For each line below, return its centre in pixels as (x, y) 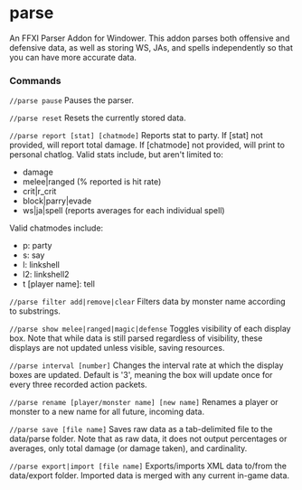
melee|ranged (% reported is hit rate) (92, 182)
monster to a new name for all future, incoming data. (107, 412)
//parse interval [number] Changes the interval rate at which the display (146, 365)
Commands (35, 80)
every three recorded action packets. (78, 385)
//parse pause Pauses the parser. (71, 100)
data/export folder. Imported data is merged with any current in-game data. (150, 476)
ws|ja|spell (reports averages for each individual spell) (123, 211)
